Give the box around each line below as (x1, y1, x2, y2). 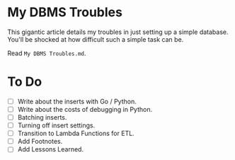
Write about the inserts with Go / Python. (17, 97, 137, 105)
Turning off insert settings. (17, 121, 96, 130)
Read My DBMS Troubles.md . (7, 49, 86, 57)
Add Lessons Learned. (17, 145, 84, 154)
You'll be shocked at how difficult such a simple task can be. (7, 35, 184, 43)
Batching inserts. (17, 113, 67, 121)
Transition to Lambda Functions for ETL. (17, 129, 134, 138)
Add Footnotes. (17, 137, 63, 146)
